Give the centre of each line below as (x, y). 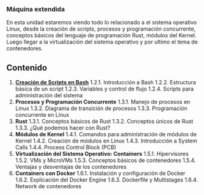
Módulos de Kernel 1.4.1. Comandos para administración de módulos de (106, 134)
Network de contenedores (48, 186)
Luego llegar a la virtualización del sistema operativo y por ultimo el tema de (102, 42)
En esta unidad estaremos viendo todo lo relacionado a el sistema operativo (102, 23)
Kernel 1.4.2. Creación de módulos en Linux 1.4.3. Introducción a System (106, 141)
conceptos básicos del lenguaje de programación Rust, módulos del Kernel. (101, 35)
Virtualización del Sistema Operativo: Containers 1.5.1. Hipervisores (102, 154)
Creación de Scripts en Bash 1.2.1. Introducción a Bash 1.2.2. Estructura (106, 83)
